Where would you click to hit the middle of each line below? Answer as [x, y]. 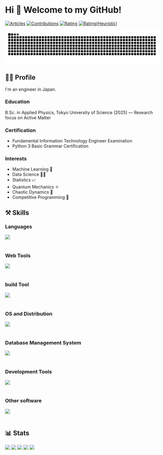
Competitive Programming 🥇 [41, 198]
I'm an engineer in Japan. [31, 89]
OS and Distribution [29, 314]
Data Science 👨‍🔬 [29, 175]
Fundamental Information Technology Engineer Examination [72, 141]
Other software [23, 401]
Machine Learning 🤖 [32, 169]
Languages [19, 226]
